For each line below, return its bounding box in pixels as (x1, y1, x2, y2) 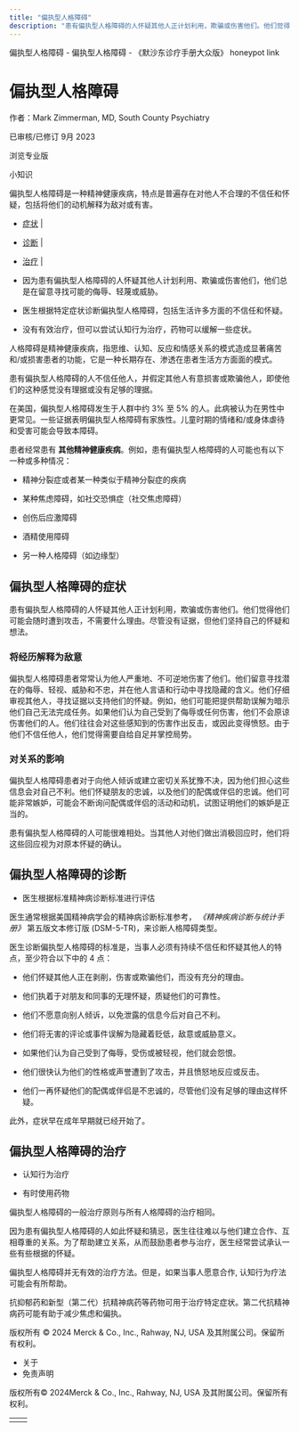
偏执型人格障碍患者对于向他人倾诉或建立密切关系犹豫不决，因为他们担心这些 (9, 774, 290, 785)
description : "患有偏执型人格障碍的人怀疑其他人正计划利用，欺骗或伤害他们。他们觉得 (9, 21, 291, 30)
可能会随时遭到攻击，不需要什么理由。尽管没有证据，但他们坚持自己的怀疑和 (9, 616, 290, 626)
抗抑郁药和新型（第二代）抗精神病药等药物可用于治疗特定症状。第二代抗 (9, 1297, 274, 1308)
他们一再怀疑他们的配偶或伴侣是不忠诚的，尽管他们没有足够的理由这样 (21, 1084, 280, 1096)
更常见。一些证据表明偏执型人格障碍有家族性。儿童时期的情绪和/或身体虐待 (9, 414, 286, 425)
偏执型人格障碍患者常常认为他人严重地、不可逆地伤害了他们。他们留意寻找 (9, 673, 282, 683)
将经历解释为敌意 (9, 651, 83, 664)
